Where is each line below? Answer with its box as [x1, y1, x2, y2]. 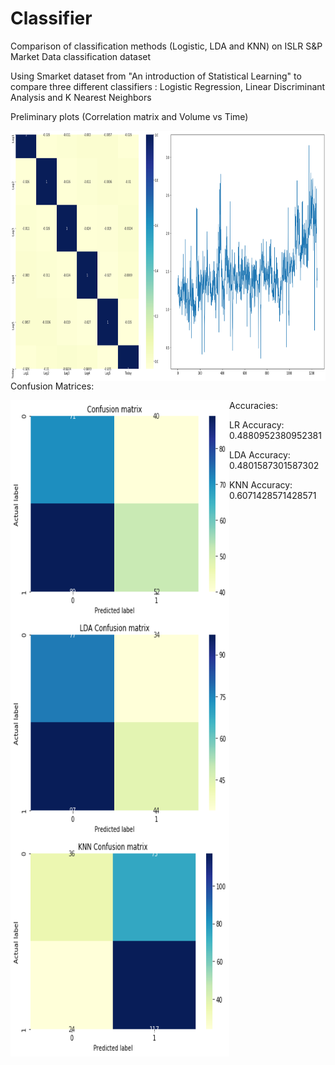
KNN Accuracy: [229, 478, 293, 491]
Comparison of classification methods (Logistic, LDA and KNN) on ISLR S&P [10, 40, 323, 52]
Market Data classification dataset [10, 50, 152, 62]
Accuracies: [229, 399, 279, 411]
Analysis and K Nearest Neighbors [10, 91, 152, 103]
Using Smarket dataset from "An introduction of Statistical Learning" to [10, 70, 302, 82]
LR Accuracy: [229, 418, 285, 431]
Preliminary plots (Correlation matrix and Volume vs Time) [10, 110, 249, 122]
